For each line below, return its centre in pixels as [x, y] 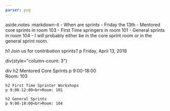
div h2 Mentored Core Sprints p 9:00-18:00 [51, 71]
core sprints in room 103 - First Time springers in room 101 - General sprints [85, 30]
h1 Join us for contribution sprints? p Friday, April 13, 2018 [66, 51]
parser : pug [18, 10]
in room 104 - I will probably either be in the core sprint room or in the [79, 35]
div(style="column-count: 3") [36, 61]
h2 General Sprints [26, 99]
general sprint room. [27, 41]
